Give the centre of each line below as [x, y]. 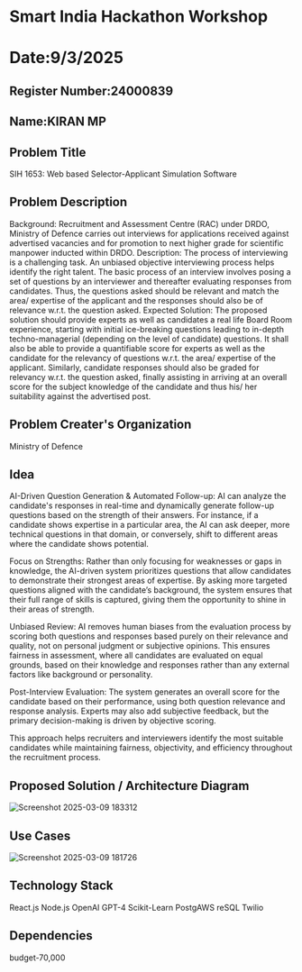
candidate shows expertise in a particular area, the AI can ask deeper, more [150, 525]
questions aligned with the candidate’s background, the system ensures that [151, 590]
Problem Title [48, 152]
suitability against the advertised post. [80, 396]
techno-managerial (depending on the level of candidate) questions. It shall [149, 339]
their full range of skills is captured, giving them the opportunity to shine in [148, 600]
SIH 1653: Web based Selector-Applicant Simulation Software [123, 174]
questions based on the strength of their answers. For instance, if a [134, 515]
